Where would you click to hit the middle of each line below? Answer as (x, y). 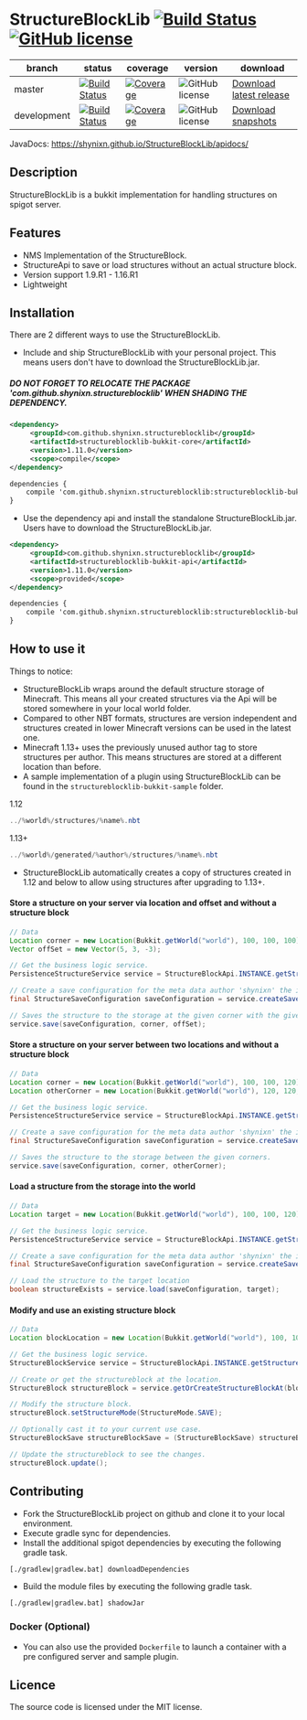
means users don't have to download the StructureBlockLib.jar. (141, 362)
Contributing (47, 1492)
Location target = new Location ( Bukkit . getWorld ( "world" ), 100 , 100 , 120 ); (157, 1214)
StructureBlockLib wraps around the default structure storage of (143, 689)
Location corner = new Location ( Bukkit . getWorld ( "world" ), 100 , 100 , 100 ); (157, 940)
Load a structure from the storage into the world (103, 1186)
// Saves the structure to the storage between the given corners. (141, 1158)
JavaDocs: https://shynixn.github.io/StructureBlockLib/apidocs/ (129, 144)
